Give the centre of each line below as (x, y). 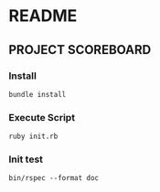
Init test (26, 159)
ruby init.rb (33, 137)
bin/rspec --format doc (54, 178)
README (43, 16)
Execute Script (42, 117)
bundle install (37, 94)
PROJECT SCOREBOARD (80, 50)
